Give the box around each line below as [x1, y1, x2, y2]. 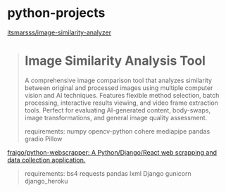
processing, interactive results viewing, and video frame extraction [24, 98, 218, 107]
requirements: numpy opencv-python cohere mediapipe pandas [24, 127, 211, 135]
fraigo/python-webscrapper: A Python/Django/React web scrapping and [7, 148, 217, 156]
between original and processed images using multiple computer [24, 83, 213, 92]
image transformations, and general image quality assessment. [24, 113, 208, 122]
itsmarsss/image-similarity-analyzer [7, 28, 111, 37]
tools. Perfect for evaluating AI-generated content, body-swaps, [24, 105, 211, 114]
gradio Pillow [24, 134, 63, 143]
